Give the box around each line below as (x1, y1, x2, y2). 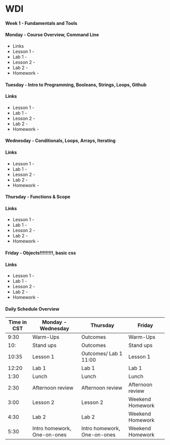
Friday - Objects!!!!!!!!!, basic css (5, 250, 76, 256)
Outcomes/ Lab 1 (81, 350, 123, 357)
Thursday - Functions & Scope (5, 194, 71, 200)
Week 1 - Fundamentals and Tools (5, 20, 77, 26)
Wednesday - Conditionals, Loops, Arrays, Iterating (5, 138, 116, 144)
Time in (8, 319, 27, 326)
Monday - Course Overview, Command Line (5, 31, 99, 38)
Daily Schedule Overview (5, 305, 60, 312)
